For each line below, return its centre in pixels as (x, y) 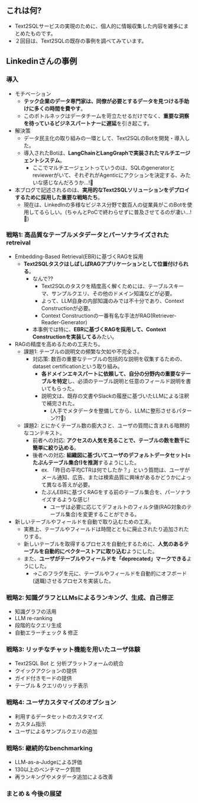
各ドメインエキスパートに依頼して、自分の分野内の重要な (111, 373)
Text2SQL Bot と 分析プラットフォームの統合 (69, 663)
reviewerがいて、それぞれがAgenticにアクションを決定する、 (106, 175)
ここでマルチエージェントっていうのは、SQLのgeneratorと (104, 167)
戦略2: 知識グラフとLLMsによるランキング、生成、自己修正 (90, 598)
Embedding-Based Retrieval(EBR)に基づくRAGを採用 (79, 256)
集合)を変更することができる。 (103, 514)
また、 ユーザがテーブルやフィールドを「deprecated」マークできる (105, 559)
